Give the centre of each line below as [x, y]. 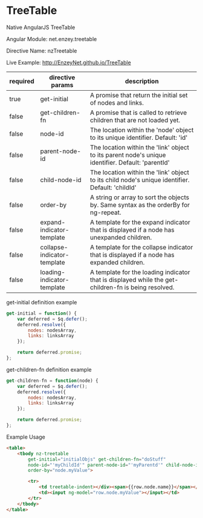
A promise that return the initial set [139, 95]
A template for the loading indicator [140, 272]
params [62, 85]
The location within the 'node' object [142, 129]
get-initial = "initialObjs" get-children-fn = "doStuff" [97, 459]
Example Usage [26, 437]
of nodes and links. [117, 102]
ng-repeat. [106, 212]
